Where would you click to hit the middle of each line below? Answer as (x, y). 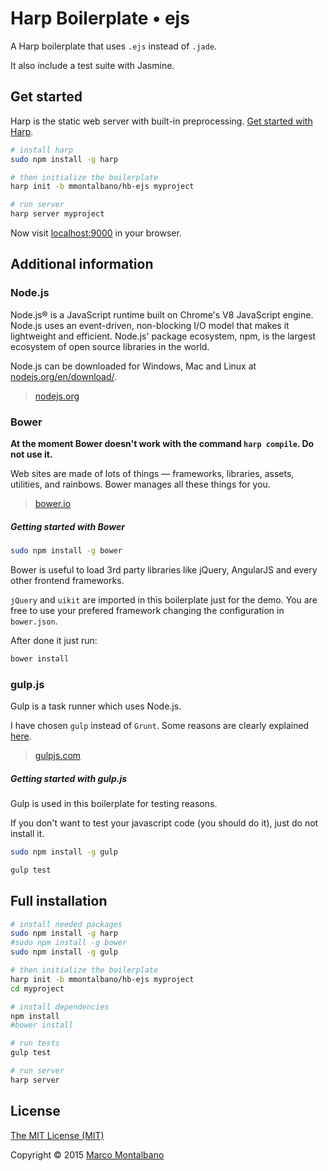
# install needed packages (66, 924)
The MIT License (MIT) (57, 1135)
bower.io (53, 503)
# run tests (35, 1043)
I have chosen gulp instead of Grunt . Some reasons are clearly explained (160, 725)
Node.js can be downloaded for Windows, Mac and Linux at (133, 366)
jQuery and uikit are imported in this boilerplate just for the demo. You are (164, 599)
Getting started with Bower (67, 526)
